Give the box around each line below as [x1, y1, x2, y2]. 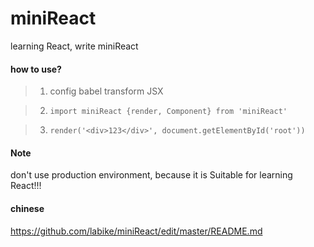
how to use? [10, 63, 62, 75]
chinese [10, 202, 45, 214]
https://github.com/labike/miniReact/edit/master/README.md [10, 225, 263, 237]
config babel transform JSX [49, 85, 164, 97]
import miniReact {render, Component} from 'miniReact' [49, 107, 288, 117]
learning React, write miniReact [10, 40, 139, 52]
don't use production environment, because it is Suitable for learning [10, 169, 293, 181]
